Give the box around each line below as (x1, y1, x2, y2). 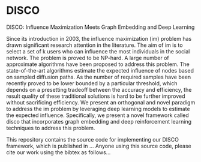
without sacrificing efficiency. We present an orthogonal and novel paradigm (6, 98, 196, 106)
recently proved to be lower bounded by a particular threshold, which (6, 79, 178, 87)
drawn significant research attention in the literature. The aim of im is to (6, 41, 183, 49)
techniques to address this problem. (6, 124, 95, 131)
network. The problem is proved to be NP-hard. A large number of (6, 54, 169, 61)
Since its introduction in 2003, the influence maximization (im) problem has (6, 35, 192, 42)
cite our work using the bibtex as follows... (6, 148, 111, 156)
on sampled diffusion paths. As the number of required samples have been (6, 73, 191, 80)
